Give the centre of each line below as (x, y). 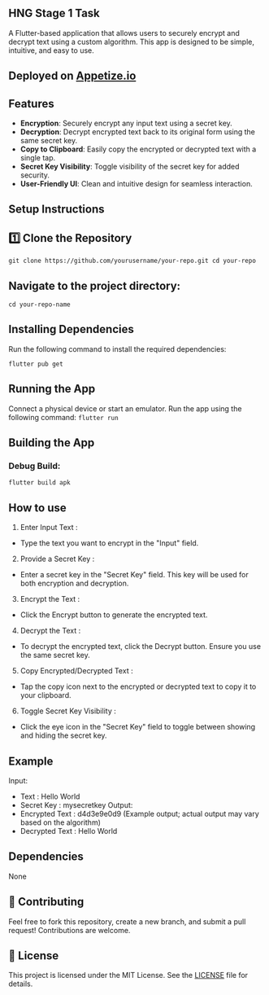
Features (31, 104)
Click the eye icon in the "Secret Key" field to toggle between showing (138, 727)
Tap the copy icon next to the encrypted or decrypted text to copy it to (138, 686)
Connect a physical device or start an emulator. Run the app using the (125, 408)
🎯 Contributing (46, 902)
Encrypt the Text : (50, 599)
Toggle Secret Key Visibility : (68, 711)
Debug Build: (35, 466)
